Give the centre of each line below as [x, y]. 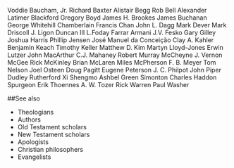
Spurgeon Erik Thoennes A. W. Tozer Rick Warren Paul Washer [98, 85]
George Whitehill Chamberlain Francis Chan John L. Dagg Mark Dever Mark [117, 25]
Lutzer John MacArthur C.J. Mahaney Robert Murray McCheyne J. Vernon [115, 55]
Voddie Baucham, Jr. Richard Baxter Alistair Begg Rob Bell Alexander [107, 10]
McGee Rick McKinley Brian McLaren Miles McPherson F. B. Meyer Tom [112, 62]
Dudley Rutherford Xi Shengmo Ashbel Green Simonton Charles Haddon [112, 77]
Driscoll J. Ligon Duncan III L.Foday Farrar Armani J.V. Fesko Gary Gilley [112, 32]
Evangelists [34, 157]
